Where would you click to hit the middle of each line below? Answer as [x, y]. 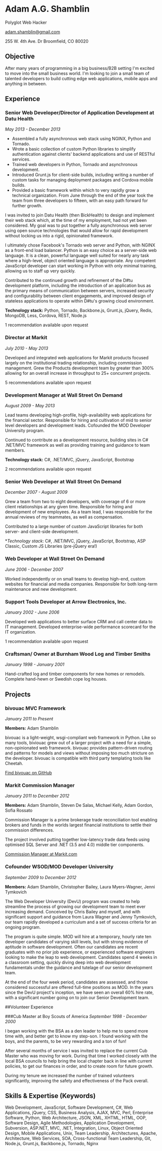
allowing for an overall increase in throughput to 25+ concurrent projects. [78, 373]
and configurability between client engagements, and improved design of [78, 296]
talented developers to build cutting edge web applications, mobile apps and [81, 78]
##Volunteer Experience [29, 1007]
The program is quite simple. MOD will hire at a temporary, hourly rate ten [78, 936]
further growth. [27, 206]
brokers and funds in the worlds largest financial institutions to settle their [78, 825]
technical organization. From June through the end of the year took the [83, 196]
